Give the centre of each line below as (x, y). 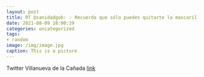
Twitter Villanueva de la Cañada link (51, 68)
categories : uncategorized (40, 29)
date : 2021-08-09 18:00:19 (40, 23)
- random (17, 40)
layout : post (23, 12)
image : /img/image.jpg (35, 46)
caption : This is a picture (42, 51)
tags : (13, 34)
